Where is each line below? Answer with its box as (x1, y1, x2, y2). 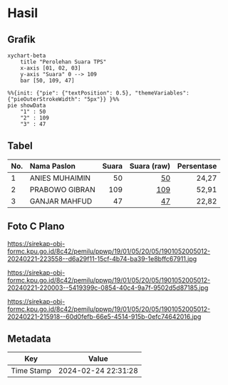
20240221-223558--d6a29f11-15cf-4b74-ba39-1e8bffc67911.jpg (7, 254, 197, 263)
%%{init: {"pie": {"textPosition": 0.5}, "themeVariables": (7, 90, 190, 97)
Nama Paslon (29, 161, 76, 171)
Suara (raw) (129, 161, 171, 171)
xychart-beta (7, 52, 46, 59)
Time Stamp (11, 366, 52, 376)
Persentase (177, 161, 217, 171)
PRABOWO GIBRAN (29, 184, 95, 194)
